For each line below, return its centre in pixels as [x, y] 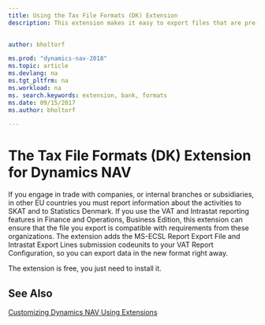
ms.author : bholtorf [42, 110]
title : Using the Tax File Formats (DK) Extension [93, 15]
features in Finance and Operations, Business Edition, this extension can [125, 220]
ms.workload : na [35, 88]
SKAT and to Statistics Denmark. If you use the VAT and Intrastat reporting [129, 211]
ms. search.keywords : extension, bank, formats [88, 95]
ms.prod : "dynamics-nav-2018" [58, 59]
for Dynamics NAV [70, 172]
